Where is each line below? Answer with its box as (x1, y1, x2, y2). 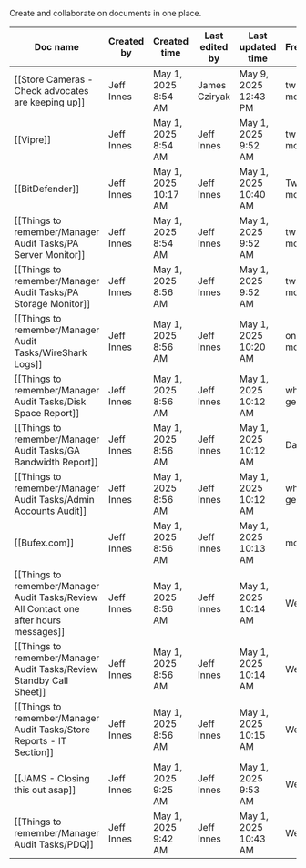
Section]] (14, 746, 55, 759)
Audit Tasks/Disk (14, 395, 87, 408)
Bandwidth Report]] (14, 455, 98, 468)
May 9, (239, 67, 269, 80)
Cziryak (197, 90, 230, 103)
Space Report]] (14, 407, 80, 419)
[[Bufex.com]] (14, 536, 75, 549)
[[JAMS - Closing (14, 772, 90, 784)
